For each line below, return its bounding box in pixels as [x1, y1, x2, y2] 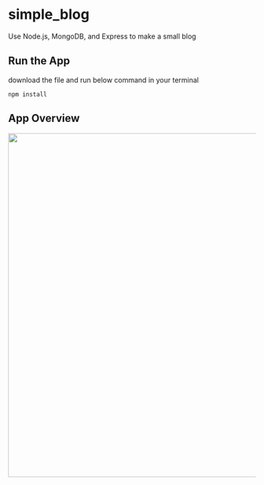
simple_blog [8, 6, 90, 24]
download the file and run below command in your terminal [8, 75, 199, 84]
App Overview [8, 112, 80, 125]
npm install [8, 90, 47, 98]
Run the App [8, 54, 71, 68]
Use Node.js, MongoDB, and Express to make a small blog [8, 31, 196, 41]
